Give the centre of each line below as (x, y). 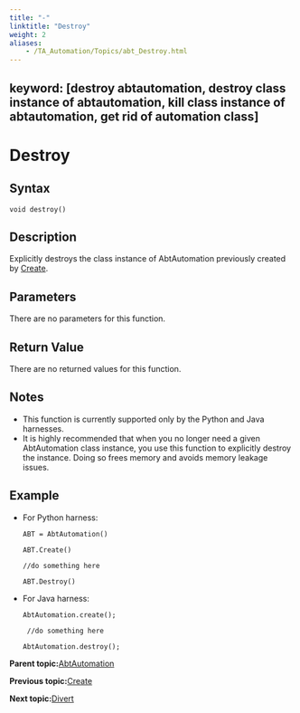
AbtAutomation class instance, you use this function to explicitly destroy (157, 448)
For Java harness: (56, 598)
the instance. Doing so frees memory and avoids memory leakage (145, 457)
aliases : (26, 43)
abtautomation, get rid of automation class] (134, 116)
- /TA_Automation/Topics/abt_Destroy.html (107, 52)
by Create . (29, 269)
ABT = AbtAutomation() (65, 534)
